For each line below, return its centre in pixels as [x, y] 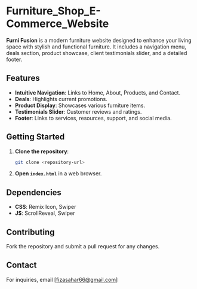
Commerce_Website [58, 24]
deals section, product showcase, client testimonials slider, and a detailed [97, 53]
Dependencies [34, 192]
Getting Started [36, 137]
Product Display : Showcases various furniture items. [80, 105]
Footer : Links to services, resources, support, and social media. [93, 118]
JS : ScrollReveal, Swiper [45, 213]
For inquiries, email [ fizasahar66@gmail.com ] [62, 279]
